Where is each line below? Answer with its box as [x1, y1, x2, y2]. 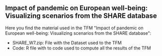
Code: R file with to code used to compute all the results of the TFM [12, 45, 151, 51]
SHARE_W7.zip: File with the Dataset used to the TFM [12, 40, 122, 46]
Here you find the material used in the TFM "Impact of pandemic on [5, 25, 144, 31]
